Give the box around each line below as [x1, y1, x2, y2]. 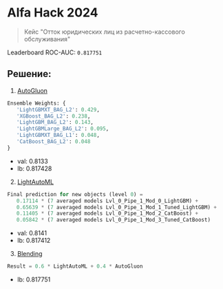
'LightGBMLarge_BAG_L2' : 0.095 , [16, 125, 109, 132]
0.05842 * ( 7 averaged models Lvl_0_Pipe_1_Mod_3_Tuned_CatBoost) [16, 217, 211, 224]
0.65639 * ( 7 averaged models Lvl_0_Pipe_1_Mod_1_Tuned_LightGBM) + [16, 204, 217, 211]
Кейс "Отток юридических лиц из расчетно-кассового [23, 28, 186, 36]
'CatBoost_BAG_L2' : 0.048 [16, 138, 91, 145]
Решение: [7, 68, 52, 80]
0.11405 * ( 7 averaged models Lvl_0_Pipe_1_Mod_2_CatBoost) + [16, 210, 198, 217]
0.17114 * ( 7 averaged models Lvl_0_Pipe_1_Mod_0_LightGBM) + [16, 197, 198, 204]
